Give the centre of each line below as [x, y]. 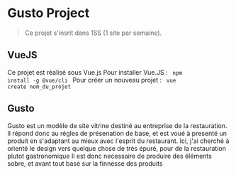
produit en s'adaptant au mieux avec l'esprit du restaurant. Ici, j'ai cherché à [118, 141]
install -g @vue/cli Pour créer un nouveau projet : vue [92, 80]
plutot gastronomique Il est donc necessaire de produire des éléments [110, 156]
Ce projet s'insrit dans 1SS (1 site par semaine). [93, 33]
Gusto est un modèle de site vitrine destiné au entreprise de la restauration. [117, 125]
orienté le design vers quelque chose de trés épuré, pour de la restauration [117, 148]
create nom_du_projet [39, 87]
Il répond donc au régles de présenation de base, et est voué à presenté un [117, 133]
